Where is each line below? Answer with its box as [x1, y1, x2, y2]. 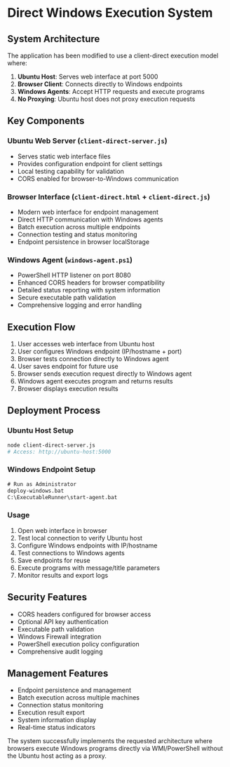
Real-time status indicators [17, 724, 96, 732]
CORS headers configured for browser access [17, 610, 151, 618]
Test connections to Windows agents [17, 548, 125, 557]
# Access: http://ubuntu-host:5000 [7, 448, 111, 455]
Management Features [7, 667, 109, 679]
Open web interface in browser [17, 526, 107, 534]
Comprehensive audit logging [17, 647, 103, 656]
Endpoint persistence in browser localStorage [17, 237, 149, 246]
